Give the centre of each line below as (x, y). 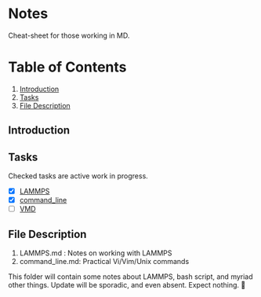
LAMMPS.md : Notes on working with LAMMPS (96, 253)
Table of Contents (67, 67)
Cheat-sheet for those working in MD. (69, 35)
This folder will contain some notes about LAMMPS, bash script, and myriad (130, 277)
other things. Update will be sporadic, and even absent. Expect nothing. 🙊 (127, 285)
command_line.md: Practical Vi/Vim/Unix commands (104, 262)
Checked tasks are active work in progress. (78, 176)
